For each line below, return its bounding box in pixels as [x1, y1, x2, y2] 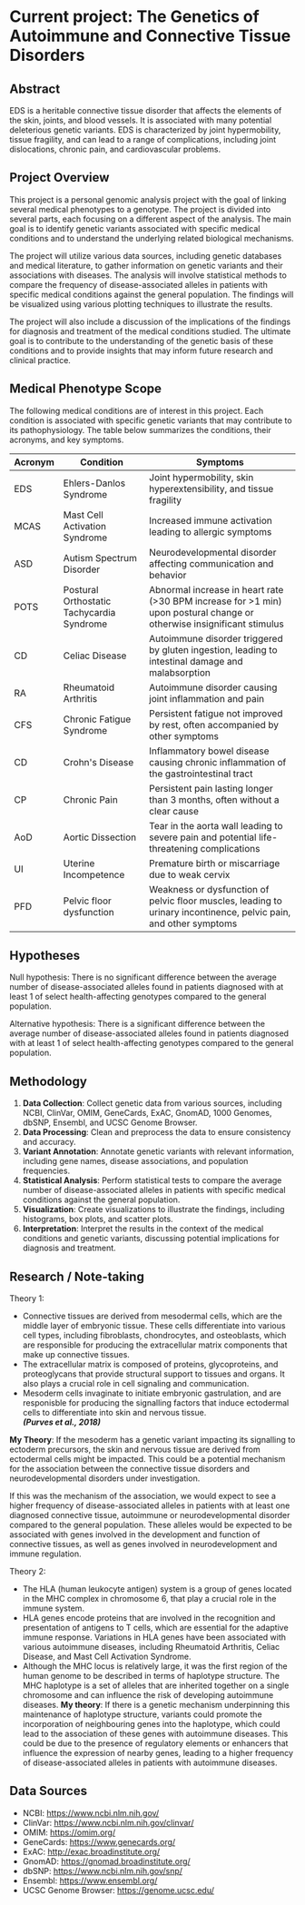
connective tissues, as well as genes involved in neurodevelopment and [9, 1539, 278, 1550]
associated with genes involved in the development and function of [9, 1529, 261, 1540]
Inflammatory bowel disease [149, 745, 270, 757]
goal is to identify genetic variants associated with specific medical [9, 222, 261, 233]
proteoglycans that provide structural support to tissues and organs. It [22, 1368, 285, 1379]
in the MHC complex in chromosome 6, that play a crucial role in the [22, 1594, 277, 1604]
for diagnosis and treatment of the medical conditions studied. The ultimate [9, 325, 291, 337]
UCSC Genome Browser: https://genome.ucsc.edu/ [22, 1884, 215, 1895]
